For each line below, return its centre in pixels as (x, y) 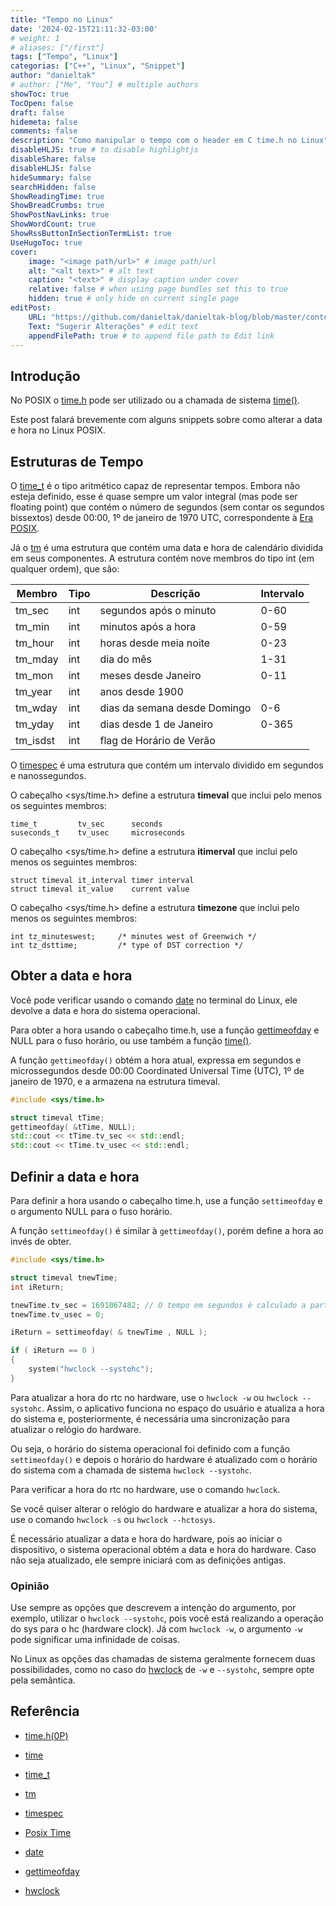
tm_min (32, 626)
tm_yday (35, 724)
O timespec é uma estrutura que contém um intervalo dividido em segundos (167, 765)
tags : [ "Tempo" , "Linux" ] (64, 57)
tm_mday (37, 659)
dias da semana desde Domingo (175, 708)
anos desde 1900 (141, 691)
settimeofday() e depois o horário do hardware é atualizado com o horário (164, 1459)
